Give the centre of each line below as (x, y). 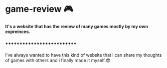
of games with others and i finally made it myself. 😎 (58, 60)
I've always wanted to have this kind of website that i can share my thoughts (83, 55)
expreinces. (18, 32)
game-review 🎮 (39, 9)
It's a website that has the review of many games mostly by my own (77, 26)
